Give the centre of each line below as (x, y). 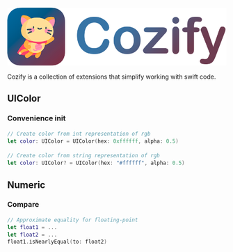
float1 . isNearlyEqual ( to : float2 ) (57, 242)
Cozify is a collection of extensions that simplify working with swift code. (112, 77)
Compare (23, 205)
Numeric (26, 185)
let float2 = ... (32, 235)
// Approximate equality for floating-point (73, 220)
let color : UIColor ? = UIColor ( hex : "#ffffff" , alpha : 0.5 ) (96, 163)
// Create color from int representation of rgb (79, 134)
